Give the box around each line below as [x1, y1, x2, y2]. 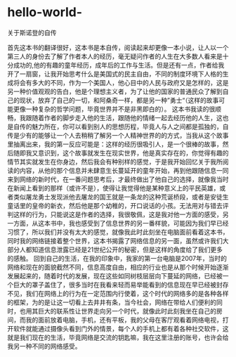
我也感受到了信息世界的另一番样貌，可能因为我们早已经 [68, 219, 229, 227]
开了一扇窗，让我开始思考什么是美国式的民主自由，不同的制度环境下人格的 [7, 70, 223, 78]
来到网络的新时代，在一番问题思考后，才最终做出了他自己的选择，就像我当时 [7, 175, 229, 183]
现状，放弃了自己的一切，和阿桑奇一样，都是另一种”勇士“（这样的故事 [19, 96, 219, 104]
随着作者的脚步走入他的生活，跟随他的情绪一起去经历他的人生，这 [31, 113, 223, 122]
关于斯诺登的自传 [7, 28, 57, 37]
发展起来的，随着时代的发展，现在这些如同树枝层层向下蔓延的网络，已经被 [7, 271, 223, 280]
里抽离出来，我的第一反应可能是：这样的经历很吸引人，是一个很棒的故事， [7, 140, 223, 148]
